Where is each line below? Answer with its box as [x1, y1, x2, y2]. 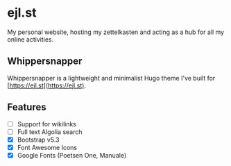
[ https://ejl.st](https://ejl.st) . [7, 81, 87, 90]
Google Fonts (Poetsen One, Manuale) [17, 151, 127, 159]
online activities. [7, 35, 54, 43]
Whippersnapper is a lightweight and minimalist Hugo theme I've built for [7, 74, 216, 82]
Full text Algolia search [17, 127, 83, 136]
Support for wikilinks [17, 119, 77, 128]
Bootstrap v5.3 [17, 135, 60, 144]
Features [7, 101, 46, 113]
